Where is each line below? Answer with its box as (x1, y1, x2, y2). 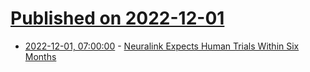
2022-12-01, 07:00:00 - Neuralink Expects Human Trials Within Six (24, 40, 300, 52)
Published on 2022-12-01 (10, 7, 225, 30)
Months (24, 50, 57, 62)
